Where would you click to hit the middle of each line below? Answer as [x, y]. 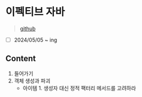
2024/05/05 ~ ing [35, 40]
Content [21, 59]
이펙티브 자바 [35, 12]
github [28, 28]
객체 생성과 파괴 [32, 81]
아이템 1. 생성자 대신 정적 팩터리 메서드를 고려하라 [79, 88]
